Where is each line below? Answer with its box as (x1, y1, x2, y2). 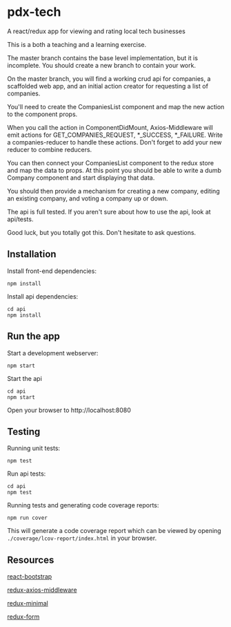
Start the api (7, 374, 43, 382)
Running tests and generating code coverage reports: (7, 501, 159, 509)
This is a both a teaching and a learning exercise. (7, 40, 147, 48)
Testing (7, 426, 41, 438)
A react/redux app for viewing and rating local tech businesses (7, 27, 186, 35)
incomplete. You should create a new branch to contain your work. (7, 61, 197, 69)
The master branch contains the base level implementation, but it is (7, 53, 199, 62)
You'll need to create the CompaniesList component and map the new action (7, 102, 225, 111)
